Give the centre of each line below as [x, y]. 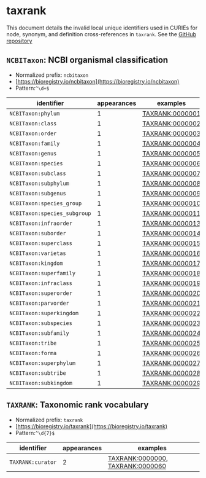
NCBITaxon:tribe [33, 343]
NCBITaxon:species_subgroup [50, 213]
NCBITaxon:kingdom [36, 263]
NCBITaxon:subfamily [39, 333]
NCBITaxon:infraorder [41, 223]
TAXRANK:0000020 [171, 293]
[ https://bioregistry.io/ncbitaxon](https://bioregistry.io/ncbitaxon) [97, 81]
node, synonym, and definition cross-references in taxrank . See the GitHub [101, 34]
